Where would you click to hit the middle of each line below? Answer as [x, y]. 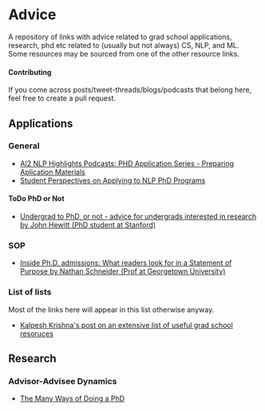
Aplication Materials [52, 172]
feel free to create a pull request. [62, 98]
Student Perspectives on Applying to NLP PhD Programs [113, 180]
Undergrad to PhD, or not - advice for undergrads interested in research [138, 216]
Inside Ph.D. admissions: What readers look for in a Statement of [126, 263]
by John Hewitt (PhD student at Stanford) [88, 225]
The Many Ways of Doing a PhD [72, 399]
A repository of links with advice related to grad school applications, [120, 37]
